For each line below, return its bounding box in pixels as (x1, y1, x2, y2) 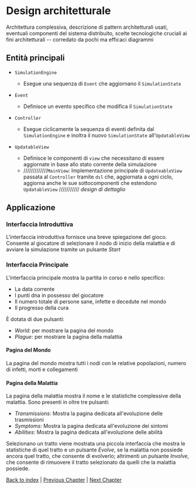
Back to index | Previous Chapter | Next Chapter (6, 477, 122, 484)
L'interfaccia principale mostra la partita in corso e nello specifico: (6, 274, 166, 281)
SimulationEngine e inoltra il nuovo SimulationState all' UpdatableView (23, 131, 190, 139)
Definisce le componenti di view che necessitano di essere (23, 154, 165, 161)
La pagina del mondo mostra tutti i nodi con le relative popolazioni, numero (6, 359, 187, 366)
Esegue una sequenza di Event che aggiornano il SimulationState (23, 80, 181, 87)
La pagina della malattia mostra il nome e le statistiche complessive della (6, 392, 181, 400)
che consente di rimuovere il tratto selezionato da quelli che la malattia (6, 459, 176, 466)
